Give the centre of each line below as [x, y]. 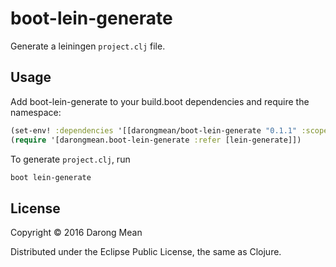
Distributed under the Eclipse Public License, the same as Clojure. [146, 252]
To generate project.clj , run [70, 159]
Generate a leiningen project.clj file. [88, 46]
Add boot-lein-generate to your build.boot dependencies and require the [160, 101]
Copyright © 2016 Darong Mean [76, 233]
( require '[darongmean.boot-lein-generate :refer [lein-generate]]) [156, 140]
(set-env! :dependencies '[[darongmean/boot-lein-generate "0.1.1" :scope [169, 130]
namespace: [36, 112]
